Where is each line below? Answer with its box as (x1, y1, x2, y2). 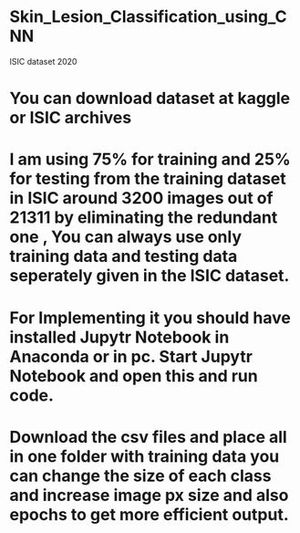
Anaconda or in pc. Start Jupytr (9, 346, 253, 367)
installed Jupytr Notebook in (9, 327, 230, 348)
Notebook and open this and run (9, 365, 258, 386)
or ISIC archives (9, 108, 132, 129)
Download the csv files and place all (9, 426, 287, 447)
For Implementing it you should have (9, 308, 292, 328)
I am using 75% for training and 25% (9, 149, 291, 170)
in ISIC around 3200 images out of (9, 188, 274, 209)
